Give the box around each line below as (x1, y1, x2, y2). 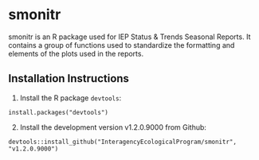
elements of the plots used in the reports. (8, 49, 144, 58)
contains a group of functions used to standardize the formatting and (8, 40, 235, 49)
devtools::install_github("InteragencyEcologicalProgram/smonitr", (8, 138, 237, 146)
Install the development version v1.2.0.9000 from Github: (19, 122, 207, 132)
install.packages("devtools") (8, 108, 109, 116)
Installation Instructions (8, 72, 130, 85)
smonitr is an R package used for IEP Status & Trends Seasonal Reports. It (8, 32, 251, 41)
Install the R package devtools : (19, 93, 122, 103)
